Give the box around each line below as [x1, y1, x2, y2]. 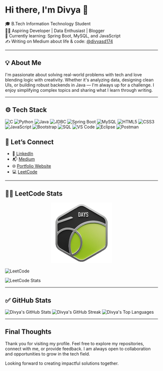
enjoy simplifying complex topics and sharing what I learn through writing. [5, 87, 153, 93]
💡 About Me [5, 59, 42, 67]
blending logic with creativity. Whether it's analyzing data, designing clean [5, 77, 154, 83]
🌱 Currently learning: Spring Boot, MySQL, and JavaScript [5, 33, 121, 38]
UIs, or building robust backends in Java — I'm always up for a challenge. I [5, 82, 154, 88]
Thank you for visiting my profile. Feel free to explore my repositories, [5, 340, 145, 346]
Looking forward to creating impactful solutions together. [5, 360, 119, 366]
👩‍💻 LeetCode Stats [5, 189, 63, 198]
